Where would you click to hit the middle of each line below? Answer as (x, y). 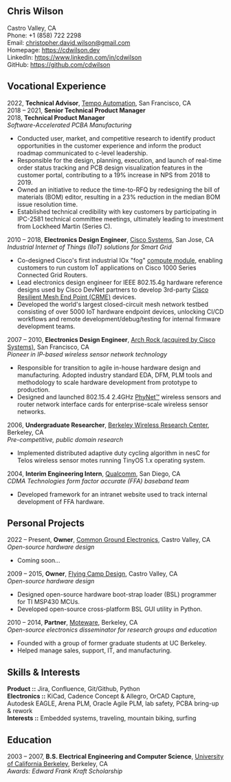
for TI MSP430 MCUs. (48, 602)
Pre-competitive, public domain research (65, 439)
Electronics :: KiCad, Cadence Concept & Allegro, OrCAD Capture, (101, 696)
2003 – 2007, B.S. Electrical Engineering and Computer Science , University (115, 756)
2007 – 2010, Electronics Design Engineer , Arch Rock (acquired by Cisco (111, 339)
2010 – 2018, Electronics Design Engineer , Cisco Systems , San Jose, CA (111, 239)
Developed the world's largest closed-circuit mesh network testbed (112, 304)
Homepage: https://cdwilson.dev (54, 50)
